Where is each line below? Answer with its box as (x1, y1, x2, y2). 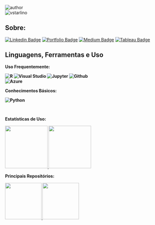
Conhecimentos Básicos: (5, 87, 57, 93)
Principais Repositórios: (5, 173, 55, 179)
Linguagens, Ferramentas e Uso (5, 51, 103, 59)
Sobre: (5, 24, 26, 32)
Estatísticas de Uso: (5, 116, 46, 121)
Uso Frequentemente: (5, 64, 50, 69)
